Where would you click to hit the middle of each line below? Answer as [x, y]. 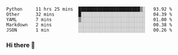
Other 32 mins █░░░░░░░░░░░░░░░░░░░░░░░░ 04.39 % [89, 14]
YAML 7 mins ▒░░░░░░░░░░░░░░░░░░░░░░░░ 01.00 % [89, 20]
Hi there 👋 [21, 45]
